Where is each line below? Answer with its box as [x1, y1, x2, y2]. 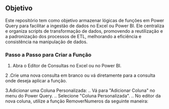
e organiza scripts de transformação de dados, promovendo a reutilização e [5, 28, 163, 34]
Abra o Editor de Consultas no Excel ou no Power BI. [12, 63, 122, 69]
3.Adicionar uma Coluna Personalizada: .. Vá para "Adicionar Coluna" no [5, 87, 155, 93]
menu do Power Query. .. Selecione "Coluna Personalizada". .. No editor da [5, 93, 161, 99]
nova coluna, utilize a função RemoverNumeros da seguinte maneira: [5, 98, 149, 104]
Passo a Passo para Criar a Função [5, 51, 92, 58]
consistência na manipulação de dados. [5, 39, 88, 45]
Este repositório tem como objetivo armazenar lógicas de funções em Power [5, 17, 164, 23]
